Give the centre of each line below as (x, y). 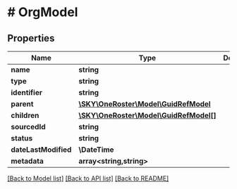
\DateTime (96, 150)
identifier (26, 92)
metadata (27, 161)
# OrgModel (43, 12)
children (25, 115)
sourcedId (28, 127)
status (22, 138)
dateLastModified (41, 150)
